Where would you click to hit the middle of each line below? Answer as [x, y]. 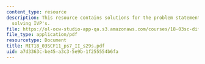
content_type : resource [37, 12]
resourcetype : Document [37, 40]
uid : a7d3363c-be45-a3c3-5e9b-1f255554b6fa [63, 52]
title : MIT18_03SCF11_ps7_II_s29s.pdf [56, 46]
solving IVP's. [31, 23]
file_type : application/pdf [42, 35]
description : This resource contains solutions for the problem [90, 18]
